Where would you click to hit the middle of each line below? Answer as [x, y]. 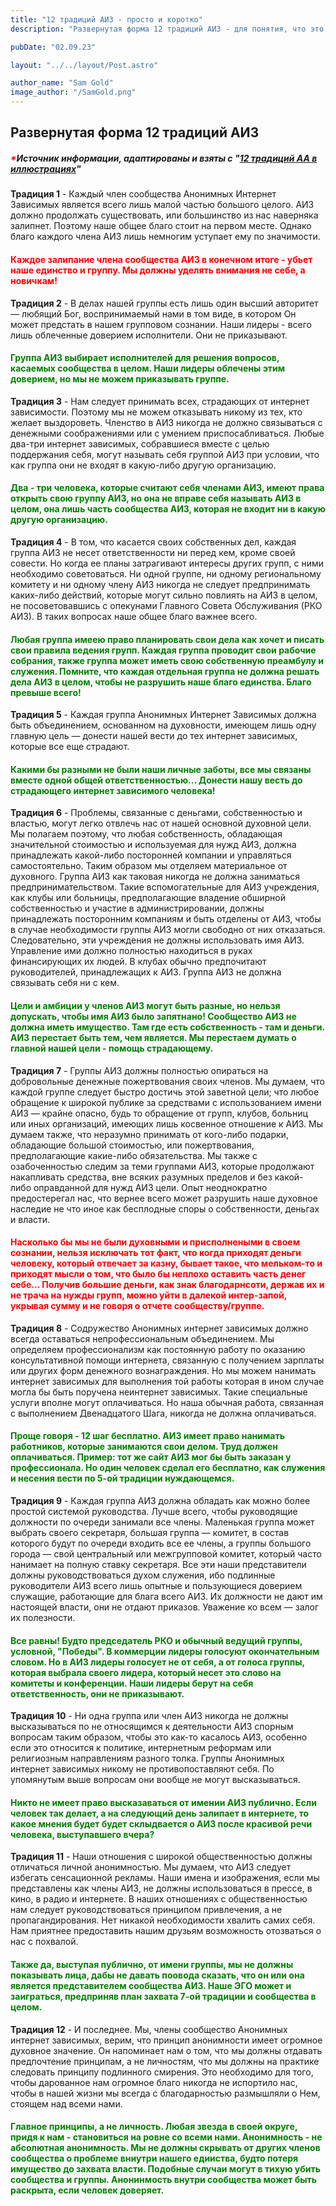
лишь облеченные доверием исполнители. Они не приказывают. [149, 335]
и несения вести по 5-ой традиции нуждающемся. [122, 1478]
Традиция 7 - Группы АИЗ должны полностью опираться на [139, 1070]
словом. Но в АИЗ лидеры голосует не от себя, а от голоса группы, [157, 1662]
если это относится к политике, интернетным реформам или [141, 1748]
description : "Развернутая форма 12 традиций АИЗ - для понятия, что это [167, 29]
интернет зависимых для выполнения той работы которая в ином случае [167, 1381]
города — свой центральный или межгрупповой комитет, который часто [166, 1553]
